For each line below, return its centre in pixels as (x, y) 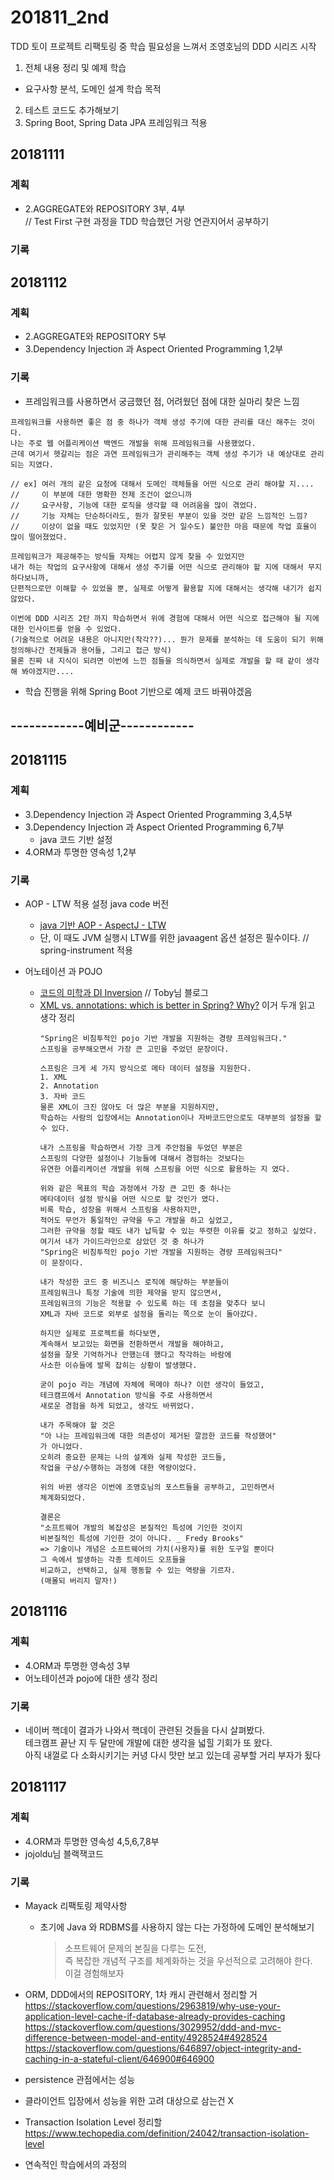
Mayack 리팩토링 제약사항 (76, 1905)
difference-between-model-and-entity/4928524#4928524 (146, 2037)
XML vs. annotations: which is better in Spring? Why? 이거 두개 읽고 (177, 1005)
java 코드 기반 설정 (76, 839)
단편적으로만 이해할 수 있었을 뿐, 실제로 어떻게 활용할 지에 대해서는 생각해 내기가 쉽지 (166, 588)
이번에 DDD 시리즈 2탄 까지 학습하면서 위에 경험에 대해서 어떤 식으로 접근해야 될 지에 (165, 618)
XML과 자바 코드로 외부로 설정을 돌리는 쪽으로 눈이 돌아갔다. (149, 1314)
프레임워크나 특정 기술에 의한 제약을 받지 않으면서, (131, 1292)
